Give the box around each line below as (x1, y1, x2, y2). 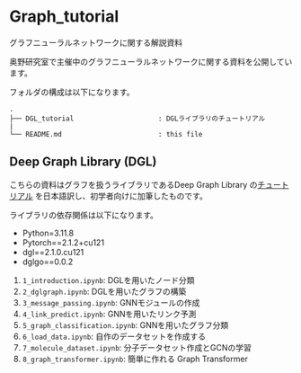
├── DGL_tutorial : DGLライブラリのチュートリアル (9, 114, 266, 123)
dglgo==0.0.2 (22, 256, 74, 267)
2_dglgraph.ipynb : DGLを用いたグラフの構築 (22, 286, 187, 297)
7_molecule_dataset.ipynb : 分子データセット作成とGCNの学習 (22, 342, 252, 352)
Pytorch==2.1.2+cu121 (22, 236, 105, 248)
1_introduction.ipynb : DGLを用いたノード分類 (22, 274, 195, 285)
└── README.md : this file (9, 129, 203, 138)
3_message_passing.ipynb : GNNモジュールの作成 (22, 297, 200, 307)
